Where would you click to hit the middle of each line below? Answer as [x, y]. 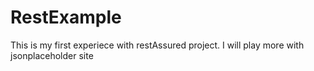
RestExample [66, 17]
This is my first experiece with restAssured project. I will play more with [157, 45]
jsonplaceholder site [52, 55]
